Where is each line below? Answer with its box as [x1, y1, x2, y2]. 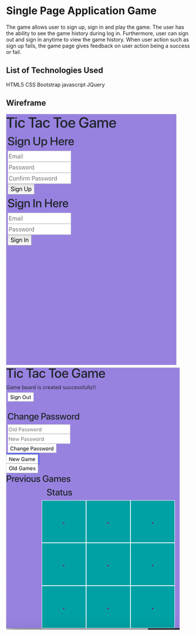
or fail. [6, 48, 22, 55]
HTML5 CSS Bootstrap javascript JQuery [6, 81, 105, 88]
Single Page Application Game [6, 4, 157, 18]
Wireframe [6, 98, 46, 108]
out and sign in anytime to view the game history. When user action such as [6, 36, 190, 43]
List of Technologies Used [6, 66, 104, 76]
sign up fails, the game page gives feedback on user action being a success [6, 42, 190, 49]
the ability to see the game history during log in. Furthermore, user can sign [6, 29, 189, 36]
